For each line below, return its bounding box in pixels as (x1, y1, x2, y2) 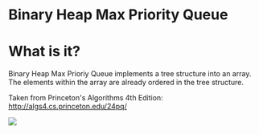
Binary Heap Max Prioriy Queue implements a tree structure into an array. (8, 69, 252, 79)
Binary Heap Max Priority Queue (8, 6, 228, 24)
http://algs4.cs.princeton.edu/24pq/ (8, 102, 127, 112)
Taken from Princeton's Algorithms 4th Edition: (8, 93, 163, 103)
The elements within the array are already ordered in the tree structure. (8, 78, 244, 87)
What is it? (8, 43, 81, 61)
